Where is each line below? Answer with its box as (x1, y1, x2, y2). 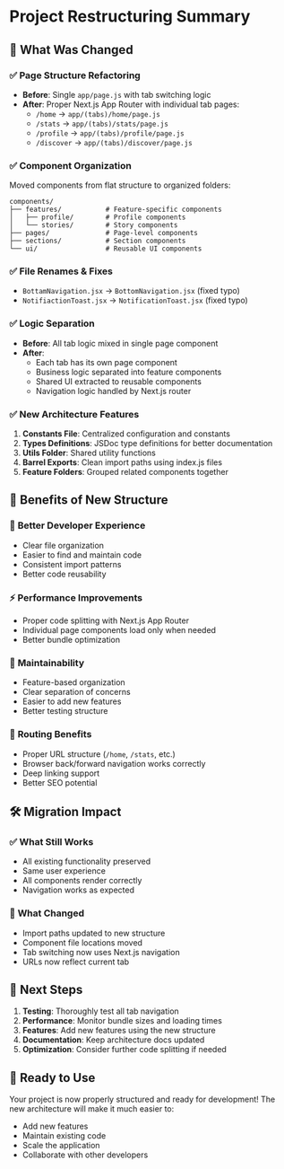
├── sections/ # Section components (9, 236, 186, 246)
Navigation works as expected (22, 884, 134, 895)
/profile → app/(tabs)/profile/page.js (35, 127, 185, 138)
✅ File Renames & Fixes (9, 265, 114, 277)
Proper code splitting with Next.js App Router (22, 615, 190, 626)
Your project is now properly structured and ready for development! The (9, 1094, 276, 1105)
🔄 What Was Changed (9, 42, 133, 57)
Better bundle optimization (22, 635, 121, 646)
